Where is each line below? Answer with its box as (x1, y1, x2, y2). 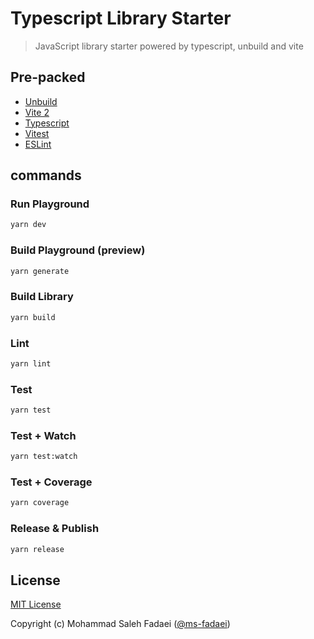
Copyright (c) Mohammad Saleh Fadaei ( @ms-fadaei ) (10, 618, 231, 630)
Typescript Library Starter (10, 7, 232, 30)
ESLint (24, 138, 52, 150)
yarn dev (10, 220, 47, 230)
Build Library (10, 290, 74, 304)
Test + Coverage (10, 475, 93, 489)
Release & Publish (10, 522, 100, 536)
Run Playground (10, 197, 90, 211)
